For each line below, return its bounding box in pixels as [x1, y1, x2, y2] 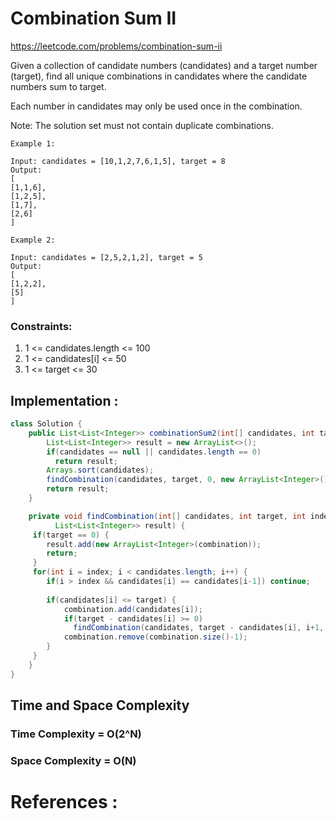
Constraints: [10, 319, 73, 333]
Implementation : [10, 392, 119, 409]
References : [10, 791, 118, 814]
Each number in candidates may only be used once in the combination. [10, 100, 303, 112]
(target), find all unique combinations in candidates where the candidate [10, 70, 308, 82]
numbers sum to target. [10, 80, 107, 92]
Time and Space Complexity [10, 697, 190, 714]
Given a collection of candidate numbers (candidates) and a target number [10, 59, 318, 71]
